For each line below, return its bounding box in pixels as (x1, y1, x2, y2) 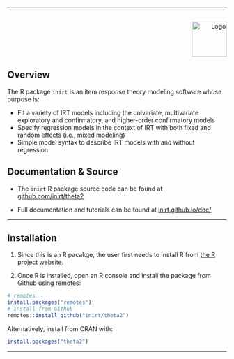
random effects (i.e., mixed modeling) (17, 131, 125, 139)
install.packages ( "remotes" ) (7, 299, 92, 306)
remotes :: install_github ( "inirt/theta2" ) (7, 312, 130, 319)
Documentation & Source (7, 166, 118, 178)
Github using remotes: (17, 279, 81, 287)
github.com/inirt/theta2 (17, 191, 84, 200)
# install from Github (7, 305, 73, 313)
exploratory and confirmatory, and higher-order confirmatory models (17, 116, 215, 124)
